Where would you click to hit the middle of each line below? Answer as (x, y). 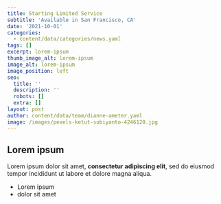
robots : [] (29, 97)
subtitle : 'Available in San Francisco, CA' (72, 20)
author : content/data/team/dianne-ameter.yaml (75, 115)
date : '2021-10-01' (35, 26)
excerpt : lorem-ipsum (38, 52)
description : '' (36, 90)
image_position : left (38, 71)
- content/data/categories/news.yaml (67, 39)
